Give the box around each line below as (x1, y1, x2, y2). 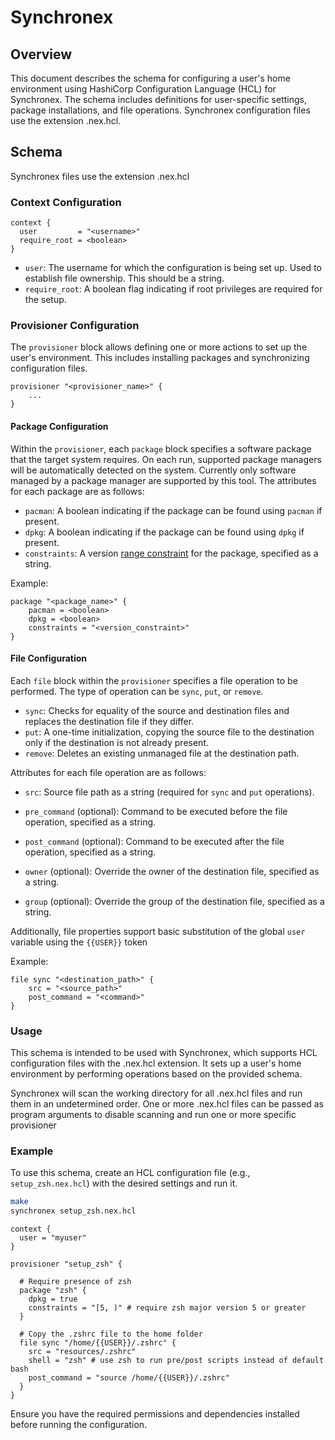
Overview (10, 46, 73, 63)
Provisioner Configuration (10, 319, 140, 333)
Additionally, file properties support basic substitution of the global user (10, 925, 306, 937)
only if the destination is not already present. (24, 736, 210, 748)
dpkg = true (28, 1294, 78, 1305)
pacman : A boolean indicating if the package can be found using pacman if (24, 504, 323, 516)
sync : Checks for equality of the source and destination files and (24, 704, 290, 716)
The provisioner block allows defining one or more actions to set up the (10, 341, 308, 353)
